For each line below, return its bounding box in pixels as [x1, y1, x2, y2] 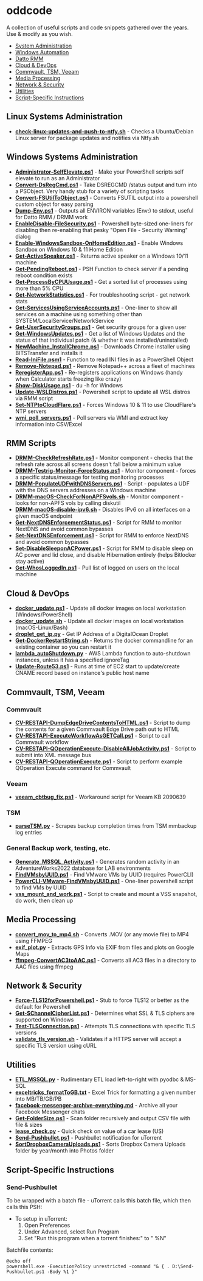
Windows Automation [15, 48, 69, 55]
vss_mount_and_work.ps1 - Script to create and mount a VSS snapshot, [15, 890, 198, 897]
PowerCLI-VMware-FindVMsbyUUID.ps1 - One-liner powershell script [15, 877, 193, 884]
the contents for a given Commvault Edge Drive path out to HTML [15, 725, 179, 733]
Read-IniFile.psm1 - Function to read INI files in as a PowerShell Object [15, 356, 193, 363]
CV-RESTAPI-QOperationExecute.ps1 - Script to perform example [15, 758, 183, 765]
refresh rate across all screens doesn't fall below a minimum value [15, 461, 181, 468]
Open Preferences [24, 1221, 71, 1229]
